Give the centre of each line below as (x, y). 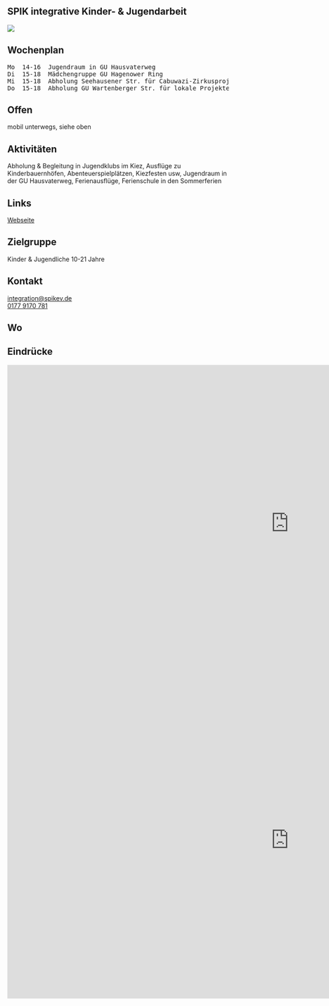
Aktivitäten (32, 149)
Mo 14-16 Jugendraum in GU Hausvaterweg (82, 67)
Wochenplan (36, 50)
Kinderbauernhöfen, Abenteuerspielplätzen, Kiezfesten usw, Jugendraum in (117, 174)
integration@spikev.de (40, 298)
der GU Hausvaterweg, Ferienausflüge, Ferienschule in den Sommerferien (115, 181)
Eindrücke (30, 352)
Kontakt (25, 281)
